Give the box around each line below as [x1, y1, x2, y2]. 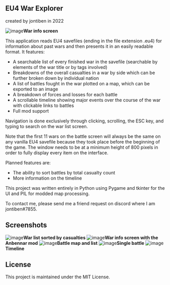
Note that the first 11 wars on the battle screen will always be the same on [5, 133, 161, 139]
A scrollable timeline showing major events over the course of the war [12, 97, 161, 103]
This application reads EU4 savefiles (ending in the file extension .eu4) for [5, 38, 162, 44]
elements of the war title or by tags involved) [12, 64, 108, 70]
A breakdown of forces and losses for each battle [12, 91, 118, 97]
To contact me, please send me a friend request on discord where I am [5, 200, 156, 206]
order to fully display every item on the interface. [5, 149, 109, 156]
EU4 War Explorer [5, 4, 63, 13]
